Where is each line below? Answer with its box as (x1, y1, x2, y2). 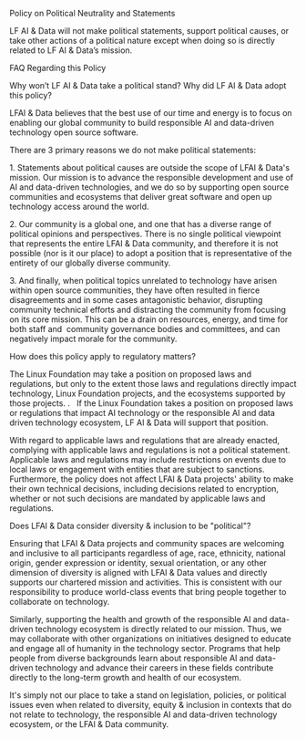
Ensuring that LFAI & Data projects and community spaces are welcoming (9, 538, 285, 548)
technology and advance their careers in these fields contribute (35, 662, 274, 673)
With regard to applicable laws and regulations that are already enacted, (9, 435, 280, 445)
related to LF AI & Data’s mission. (9, 45, 133, 56)
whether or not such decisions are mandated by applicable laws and (9, 493, 266, 504)
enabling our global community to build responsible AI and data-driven (9, 118, 275, 128)
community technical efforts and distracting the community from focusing (9, 305, 287, 315)
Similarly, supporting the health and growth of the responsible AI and (9, 614, 268, 624)
